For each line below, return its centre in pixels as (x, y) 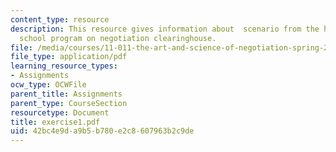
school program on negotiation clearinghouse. (118, 38)
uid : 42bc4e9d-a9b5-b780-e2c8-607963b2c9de (102, 131)
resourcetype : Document (60, 112)
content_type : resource (60, 19)
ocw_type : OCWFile (48, 85)
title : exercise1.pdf (55, 122)
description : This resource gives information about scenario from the (165, 29)
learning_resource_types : (64, 66)
